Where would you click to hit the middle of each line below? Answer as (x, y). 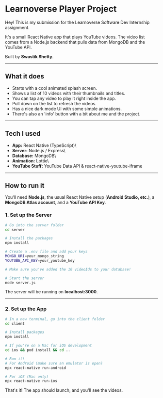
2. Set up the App (26, 309)
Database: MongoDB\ (34, 156)
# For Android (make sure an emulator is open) (54, 363)
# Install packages (25, 332)
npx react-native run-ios (31, 381)
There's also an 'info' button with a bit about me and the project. (76, 114)
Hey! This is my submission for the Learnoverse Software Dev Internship (77, 22)
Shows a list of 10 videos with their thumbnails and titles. (68, 93)
